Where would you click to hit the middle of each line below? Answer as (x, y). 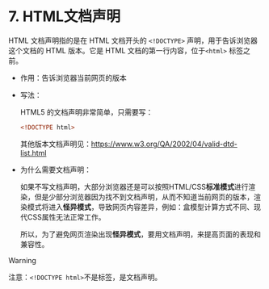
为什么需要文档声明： (55, 170)
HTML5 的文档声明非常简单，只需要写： (86, 112)
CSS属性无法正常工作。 (66, 217)
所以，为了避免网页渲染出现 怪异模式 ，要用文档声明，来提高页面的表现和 (140, 234)
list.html (33, 153)
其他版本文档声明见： (55, 144)
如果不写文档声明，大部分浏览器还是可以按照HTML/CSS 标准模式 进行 (134, 186)
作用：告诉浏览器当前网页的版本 (73, 77)
